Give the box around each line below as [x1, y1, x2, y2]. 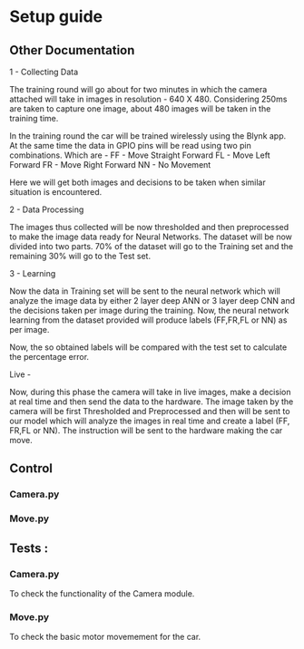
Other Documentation [9, 43, 135, 58]
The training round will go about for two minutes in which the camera [9, 84, 268, 94]
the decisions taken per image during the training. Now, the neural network [9, 305, 289, 315]
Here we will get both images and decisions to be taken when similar [9, 177, 266, 188]
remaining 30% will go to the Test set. [9, 251, 152, 261]
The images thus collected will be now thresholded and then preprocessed [9, 222, 289, 232]
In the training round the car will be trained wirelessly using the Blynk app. [9, 131, 287, 141]
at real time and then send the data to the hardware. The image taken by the [9, 396, 294, 407]
